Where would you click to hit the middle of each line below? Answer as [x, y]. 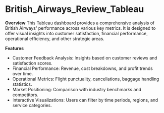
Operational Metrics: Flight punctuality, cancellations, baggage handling [86, 79]
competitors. [25, 95]
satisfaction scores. [32, 63]
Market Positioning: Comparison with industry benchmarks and [77, 89]
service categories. [32, 105]
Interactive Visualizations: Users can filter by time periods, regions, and [85, 100]
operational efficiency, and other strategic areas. [55, 39]
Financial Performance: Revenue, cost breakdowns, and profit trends [82, 68]
